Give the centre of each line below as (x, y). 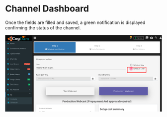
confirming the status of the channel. (43, 27)
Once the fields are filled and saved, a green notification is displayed (75, 22)
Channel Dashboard (47, 9)
